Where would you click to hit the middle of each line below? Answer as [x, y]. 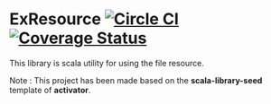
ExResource [56, 19]
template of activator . [50, 90]
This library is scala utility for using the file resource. [107, 63]
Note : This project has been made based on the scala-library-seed [136, 80]
